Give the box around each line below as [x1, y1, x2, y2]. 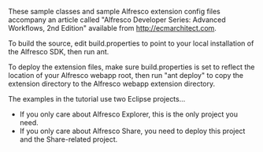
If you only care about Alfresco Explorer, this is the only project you [19, 109, 239, 119]
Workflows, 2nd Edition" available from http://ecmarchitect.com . [8, 24, 217, 32]
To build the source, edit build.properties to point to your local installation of [8, 39, 254, 48]
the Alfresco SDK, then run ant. [8, 47, 109, 56]
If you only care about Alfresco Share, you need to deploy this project [19, 126, 246, 135]
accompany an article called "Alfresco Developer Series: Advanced [8, 15, 226, 24]
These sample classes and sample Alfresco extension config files [8, 7, 220, 16]
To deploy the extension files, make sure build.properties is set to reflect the [8, 62, 255, 72]
